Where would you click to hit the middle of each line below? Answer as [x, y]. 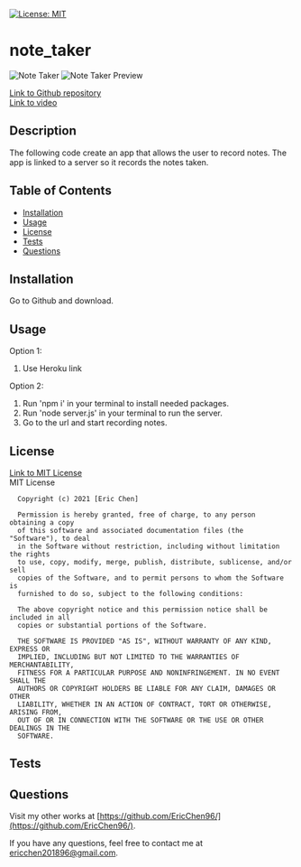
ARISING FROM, [36, 713]
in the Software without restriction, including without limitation [149, 546]
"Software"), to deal [50, 538]
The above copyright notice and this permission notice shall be [143, 610]
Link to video [33, 102]
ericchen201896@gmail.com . [64, 853]
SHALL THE [28, 681]
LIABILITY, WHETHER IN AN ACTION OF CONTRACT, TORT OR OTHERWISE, [145, 704]
